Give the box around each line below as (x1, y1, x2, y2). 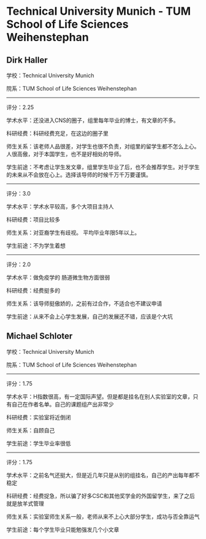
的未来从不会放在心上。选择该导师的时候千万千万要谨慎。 (6, 171, 151, 178)
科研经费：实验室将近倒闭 (6, 413, 71, 421)
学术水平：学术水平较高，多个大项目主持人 (6, 203, 114, 210)
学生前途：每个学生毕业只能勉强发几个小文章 (6, 526, 120, 533)
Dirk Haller (6, 55, 48, 65)
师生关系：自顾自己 (6, 426, 55, 434)
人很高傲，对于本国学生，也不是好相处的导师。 (6, 150, 124, 158)
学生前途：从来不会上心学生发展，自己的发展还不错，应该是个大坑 (6, 313, 173, 320)
